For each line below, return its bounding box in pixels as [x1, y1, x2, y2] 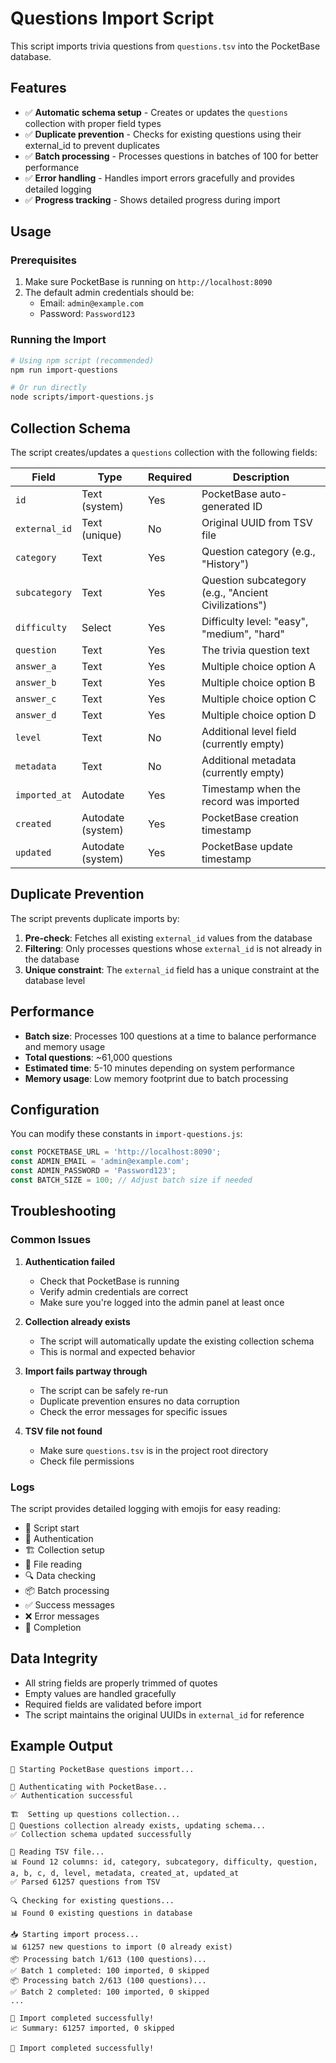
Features [10, 80, 67, 97]
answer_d [15, 710, 57, 721]
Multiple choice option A [201, 660, 317, 674]
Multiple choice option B [201, 676, 316, 690]
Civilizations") [201, 598, 268, 612]
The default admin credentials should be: [24, 287, 195, 299]
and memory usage [24, 1040, 106, 1052]
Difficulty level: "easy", [201, 615, 309, 629]
